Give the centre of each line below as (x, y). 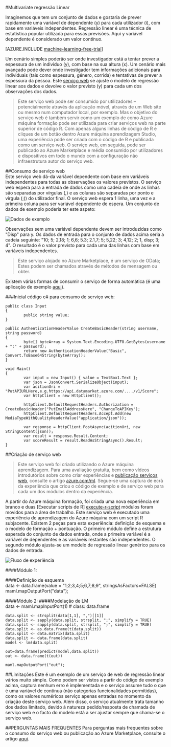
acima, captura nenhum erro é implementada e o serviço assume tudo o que (86, 685)
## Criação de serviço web (33, 454)
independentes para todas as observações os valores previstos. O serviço (83, 182)
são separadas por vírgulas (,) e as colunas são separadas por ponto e (80, 193)
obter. (24, 271)
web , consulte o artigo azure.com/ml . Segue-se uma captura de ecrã (90, 481)
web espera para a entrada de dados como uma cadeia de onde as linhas (82, 187)
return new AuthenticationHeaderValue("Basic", (75, 351)
